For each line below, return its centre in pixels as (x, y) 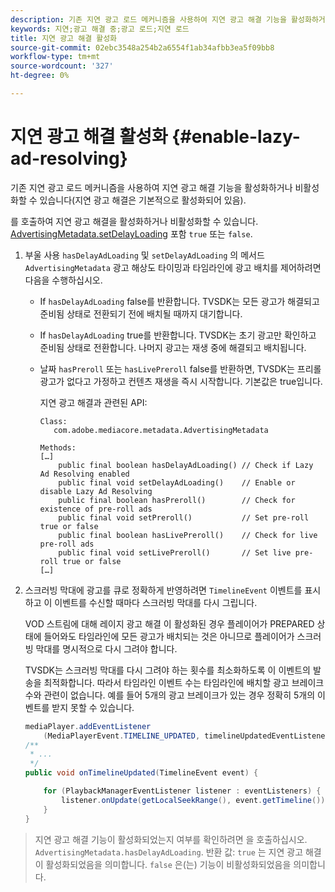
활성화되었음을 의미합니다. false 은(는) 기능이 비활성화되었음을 (168, 864)
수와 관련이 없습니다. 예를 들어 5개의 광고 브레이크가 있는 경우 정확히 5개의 (170, 695)
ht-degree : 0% (40, 76)
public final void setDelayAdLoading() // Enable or (177, 482)
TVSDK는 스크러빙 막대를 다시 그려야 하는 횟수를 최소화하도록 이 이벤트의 (167, 670)
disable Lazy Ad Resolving (96, 491)
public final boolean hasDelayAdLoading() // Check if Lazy (186, 465)
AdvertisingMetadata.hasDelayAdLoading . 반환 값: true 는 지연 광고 (169, 852)
